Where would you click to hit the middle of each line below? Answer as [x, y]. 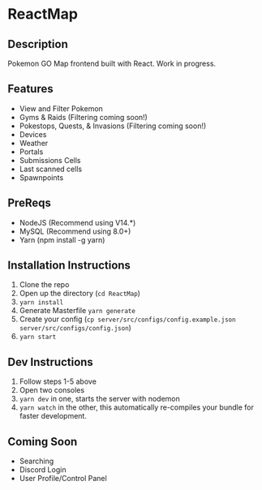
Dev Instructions [51, 362]
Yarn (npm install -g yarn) [62, 239]
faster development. [53, 416]
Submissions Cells [50, 160]
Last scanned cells [51, 169]
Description [38, 44]
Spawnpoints [41, 177]
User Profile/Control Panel [63, 479]
